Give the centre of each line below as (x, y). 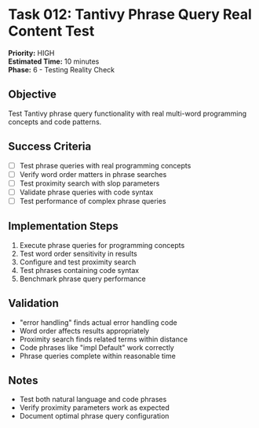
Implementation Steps (64, 226)
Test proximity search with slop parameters (89, 183)
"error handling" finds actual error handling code (98, 322)
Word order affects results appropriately (84, 330)
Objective (33, 95)
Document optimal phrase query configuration (94, 416)
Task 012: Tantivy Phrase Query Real (130, 15)
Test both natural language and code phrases (93, 400)
